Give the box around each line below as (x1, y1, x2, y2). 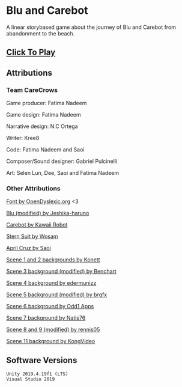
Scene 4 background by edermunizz (6, 279, 97, 287)
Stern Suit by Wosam (6, 233, 58, 240)
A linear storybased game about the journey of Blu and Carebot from (6, 23, 176, 31)
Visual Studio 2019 (6, 376, 55, 382)
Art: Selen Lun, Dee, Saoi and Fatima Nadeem (6, 169, 120, 177)
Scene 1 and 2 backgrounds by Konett (6, 256, 100, 263)
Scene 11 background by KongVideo (6, 338, 96, 345)
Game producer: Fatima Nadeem (6, 100, 87, 107)
